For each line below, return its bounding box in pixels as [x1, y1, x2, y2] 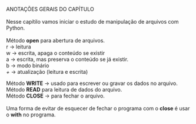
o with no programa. [6, 111, 56, 118]
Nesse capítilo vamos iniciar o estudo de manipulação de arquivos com [6, 18, 179, 25]
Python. [6, 24, 25, 31]
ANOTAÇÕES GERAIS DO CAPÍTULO [6, 6, 94, 12]
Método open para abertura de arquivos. [6, 37, 105, 44]
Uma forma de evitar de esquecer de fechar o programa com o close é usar [6, 105, 190, 112]
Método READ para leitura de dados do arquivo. [6, 86, 122, 93]
